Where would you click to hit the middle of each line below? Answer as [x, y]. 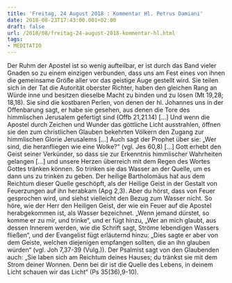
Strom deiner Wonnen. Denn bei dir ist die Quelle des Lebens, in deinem [110, 265]
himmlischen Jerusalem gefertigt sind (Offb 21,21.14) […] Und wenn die [109, 117]
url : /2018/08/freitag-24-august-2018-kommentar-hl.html [91, 33]
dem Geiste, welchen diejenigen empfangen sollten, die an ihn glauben [109, 242]
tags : [15, 40]
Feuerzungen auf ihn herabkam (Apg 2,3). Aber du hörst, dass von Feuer [111, 191]
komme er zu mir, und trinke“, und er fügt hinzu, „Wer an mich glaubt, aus [112, 220]
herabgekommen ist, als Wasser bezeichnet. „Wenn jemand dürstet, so [108, 213]
